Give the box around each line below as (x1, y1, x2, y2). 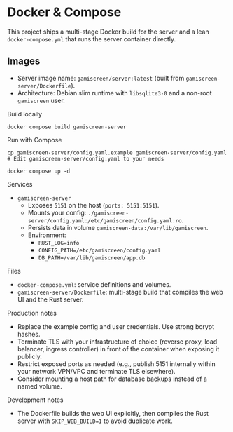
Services (7, 180, 33, 188)
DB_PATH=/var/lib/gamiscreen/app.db (38, 254, 146, 262)
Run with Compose (7, 135, 62, 144)
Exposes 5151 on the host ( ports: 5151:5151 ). (27, 201, 160, 209)
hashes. (17, 330, 41, 338)
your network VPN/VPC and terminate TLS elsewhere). (17, 367, 176, 375)
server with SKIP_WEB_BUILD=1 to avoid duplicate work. (17, 417, 173, 425)
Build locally (7, 109, 43, 118)
